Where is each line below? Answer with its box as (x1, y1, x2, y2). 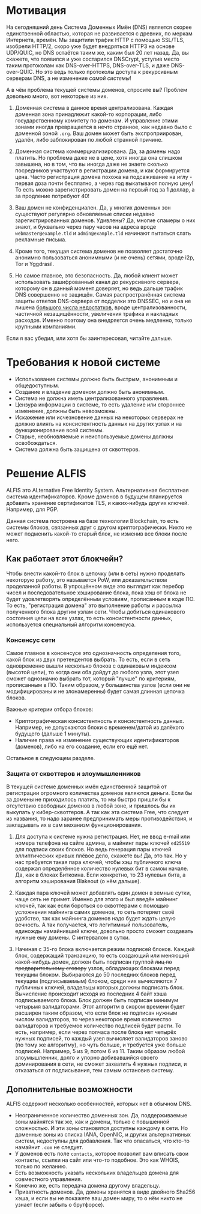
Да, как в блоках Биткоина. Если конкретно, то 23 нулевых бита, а (14, 871, 186, 878)
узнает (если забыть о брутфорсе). (14, 1201, 105, 1209)
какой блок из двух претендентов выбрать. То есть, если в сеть (6, 656, 171, 663)
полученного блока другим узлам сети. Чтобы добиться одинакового (6, 608, 185, 615)
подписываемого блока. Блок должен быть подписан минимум (14, 997, 179, 1004)
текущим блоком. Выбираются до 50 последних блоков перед (14, 971, 176, 979)
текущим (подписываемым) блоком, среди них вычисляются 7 (14, 977, 178, 985)
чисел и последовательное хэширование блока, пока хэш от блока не (6, 589, 187, 596)
